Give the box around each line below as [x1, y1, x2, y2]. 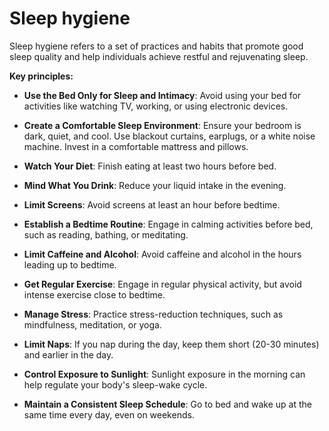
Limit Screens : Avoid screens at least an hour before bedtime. [23, 198, 281, 211]
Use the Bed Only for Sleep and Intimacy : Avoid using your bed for [23, 89, 302, 101]
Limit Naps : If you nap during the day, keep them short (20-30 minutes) [23, 338, 320, 350]
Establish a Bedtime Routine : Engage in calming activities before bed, [23, 218, 314, 230]
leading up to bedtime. [23, 258, 117, 271]
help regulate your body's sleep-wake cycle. [23, 378, 208, 391]
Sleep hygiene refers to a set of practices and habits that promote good [9, 40, 304, 52]
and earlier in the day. [23, 348, 114, 361]
